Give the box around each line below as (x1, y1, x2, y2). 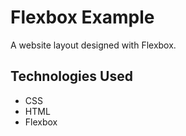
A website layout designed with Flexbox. (10, 39, 177, 51)
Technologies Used (10, 68, 133, 85)
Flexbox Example (10, 6, 155, 29)
